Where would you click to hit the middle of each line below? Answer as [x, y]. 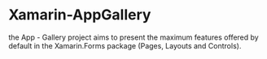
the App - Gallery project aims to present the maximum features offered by [133, 37]
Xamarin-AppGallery [80, 15]
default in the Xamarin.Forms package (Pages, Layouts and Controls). [125, 45]
